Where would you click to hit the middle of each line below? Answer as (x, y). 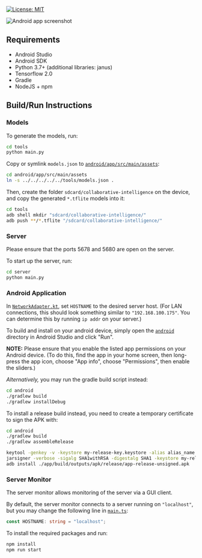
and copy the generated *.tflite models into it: (66, 198)
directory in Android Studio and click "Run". (60, 337)
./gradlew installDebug (36, 402)
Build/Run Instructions (49, 105)
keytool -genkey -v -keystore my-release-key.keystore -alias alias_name (101, 453)
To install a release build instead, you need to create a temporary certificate (100, 413)
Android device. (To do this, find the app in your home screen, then (89, 355)
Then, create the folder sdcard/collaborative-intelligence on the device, (98, 192)
